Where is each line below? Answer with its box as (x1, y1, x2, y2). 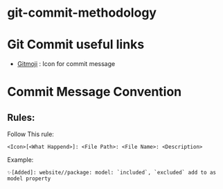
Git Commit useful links (7, 37, 145, 53)
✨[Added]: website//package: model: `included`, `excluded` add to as (7, 169, 217, 176)
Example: (7, 156, 34, 164)
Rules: (7, 111, 35, 123)
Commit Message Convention (7, 84, 182, 100)
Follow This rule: (7, 130, 54, 138)
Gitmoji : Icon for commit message (17, 60, 116, 68)
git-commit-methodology (7, 5, 157, 21)
